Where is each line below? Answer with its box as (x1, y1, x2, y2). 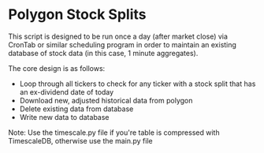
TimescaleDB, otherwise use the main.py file (8, 136, 153, 145)
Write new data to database (19, 112, 110, 121)
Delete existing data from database (19, 104, 134, 114)
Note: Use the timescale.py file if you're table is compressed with (8, 128, 220, 137)
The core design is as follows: (8, 63, 106, 73)
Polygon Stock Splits (8, 6, 147, 24)
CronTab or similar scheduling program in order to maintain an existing (8, 39, 236, 49)
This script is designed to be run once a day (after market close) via (8, 32, 229, 41)
